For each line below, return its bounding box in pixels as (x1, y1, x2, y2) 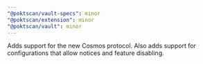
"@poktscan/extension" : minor (7, 17, 95, 23)
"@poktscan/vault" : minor (7, 23, 82, 30)
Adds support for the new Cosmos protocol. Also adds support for (7, 42, 196, 50)
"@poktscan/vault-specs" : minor (7, 10, 100, 17)
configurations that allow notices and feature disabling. (7, 49, 164, 57)
